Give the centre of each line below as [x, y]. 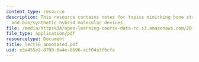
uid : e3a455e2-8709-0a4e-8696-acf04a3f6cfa [61, 50]
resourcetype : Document [36, 39]
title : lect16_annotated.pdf [42, 45]
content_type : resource [36, 12]
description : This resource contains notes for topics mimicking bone [95, 17]
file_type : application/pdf [41, 34]
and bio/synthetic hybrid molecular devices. [69, 22]
